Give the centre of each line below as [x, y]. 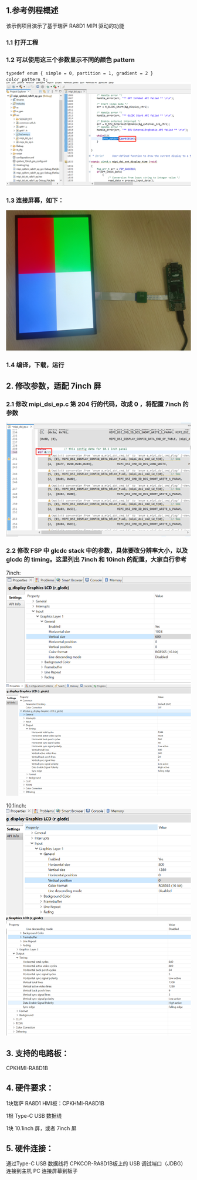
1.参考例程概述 [32, 11]
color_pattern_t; [27, 80]
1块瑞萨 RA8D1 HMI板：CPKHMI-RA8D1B [55, 1103]
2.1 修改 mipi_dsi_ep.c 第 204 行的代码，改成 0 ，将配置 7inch [94, 404]
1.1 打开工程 [22, 42]
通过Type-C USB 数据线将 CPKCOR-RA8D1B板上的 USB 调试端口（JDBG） [96, 1164]
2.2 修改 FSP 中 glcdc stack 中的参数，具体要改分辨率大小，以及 [97, 551]
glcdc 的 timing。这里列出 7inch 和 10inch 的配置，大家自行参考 [96, 560]
